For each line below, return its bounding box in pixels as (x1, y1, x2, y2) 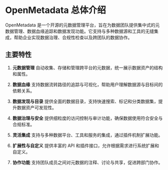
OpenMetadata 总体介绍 (5, 4, 106, 16)
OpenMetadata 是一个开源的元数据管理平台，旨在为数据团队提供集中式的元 (5, 22, 160, 28)
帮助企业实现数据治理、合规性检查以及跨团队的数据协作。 (13, 34, 132, 40)
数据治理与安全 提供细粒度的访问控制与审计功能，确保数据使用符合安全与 (12, 115, 163, 121)
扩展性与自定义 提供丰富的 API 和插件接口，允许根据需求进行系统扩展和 (12, 143, 159, 149)
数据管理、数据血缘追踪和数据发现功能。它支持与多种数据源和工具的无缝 (5, 28, 154, 34)
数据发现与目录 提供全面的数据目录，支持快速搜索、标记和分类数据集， (12, 98, 158, 104)
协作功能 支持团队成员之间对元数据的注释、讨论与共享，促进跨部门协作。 (12, 159, 163, 165)
